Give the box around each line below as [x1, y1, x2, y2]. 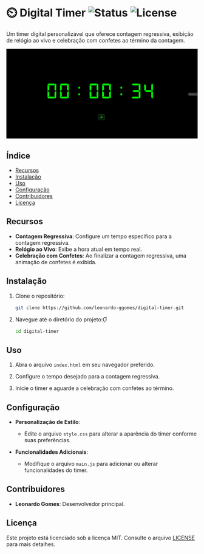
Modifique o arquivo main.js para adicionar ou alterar [24, 460, 158, 467]
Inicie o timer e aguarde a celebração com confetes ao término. [15, 385, 174, 392]
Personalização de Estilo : [15, 419, 81, 425]
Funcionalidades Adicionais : [15, 448, 89, 456]
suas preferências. [24, 437, 71, 443]
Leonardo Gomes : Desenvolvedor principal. [15, 500, 125, 507]
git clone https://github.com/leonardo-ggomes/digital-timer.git [15, 304, 184, 311]
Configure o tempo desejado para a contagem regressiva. [15, 373, 160, 380]
